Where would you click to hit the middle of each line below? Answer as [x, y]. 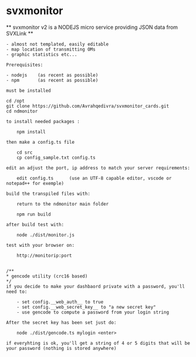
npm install [31, 132]
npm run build [34, 214]
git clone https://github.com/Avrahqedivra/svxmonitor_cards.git [87, 106]
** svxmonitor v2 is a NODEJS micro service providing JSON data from [92, 27]
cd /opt [16, 101]
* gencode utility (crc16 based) [47, 276]
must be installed [28, 90]
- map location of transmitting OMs [51, 49]
